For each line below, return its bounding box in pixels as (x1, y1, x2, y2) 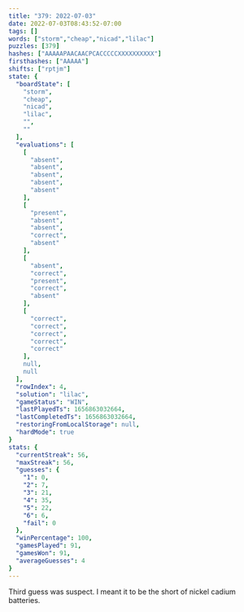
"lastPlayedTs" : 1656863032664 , (15, 405, 126, 413)
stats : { (8, 443, 38, 452)
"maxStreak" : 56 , (15, 458, 75, 466)
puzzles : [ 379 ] (8, 42, 60, 50)
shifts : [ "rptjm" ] (8, 65, 71, 73)
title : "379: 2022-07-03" (8, 11, 96, 20)
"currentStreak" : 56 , (15, 451, 89, 459)
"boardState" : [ (15, 80, 71, 88)
